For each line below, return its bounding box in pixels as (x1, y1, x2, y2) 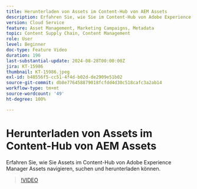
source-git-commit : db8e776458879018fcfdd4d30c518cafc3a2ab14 (6, 80, 162, 86)
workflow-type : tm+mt (6, 85, 60, 91)
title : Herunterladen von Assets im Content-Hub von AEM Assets (6, 8, 168, 15)
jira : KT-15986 (6, 63, 44, 69)
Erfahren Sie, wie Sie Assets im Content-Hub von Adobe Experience (6, 158, 172, 165)
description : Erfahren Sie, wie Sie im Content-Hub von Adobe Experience (6, 14, 192, 20)
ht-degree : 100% (6, 96, 46, 102)
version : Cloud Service (6, 19, 65, 25)
